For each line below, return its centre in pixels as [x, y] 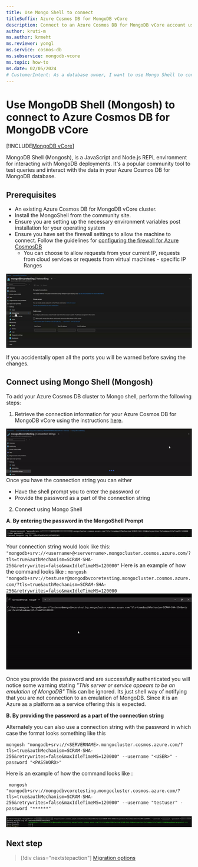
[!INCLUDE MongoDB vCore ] [40, 146]
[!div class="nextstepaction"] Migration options [78, 858]
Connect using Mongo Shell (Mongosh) [80, 382]
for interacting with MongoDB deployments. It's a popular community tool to [98, 164]
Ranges [33, 266]
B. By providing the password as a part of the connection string [85, 716]
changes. [17, 364]
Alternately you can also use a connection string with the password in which [99, 727]
